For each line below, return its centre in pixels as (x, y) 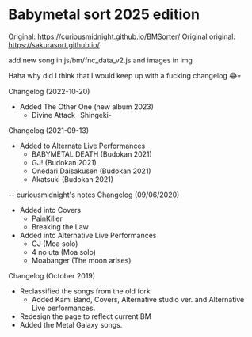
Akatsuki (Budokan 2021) (72, 179)
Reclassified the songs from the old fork (85, 291)
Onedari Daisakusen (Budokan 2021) (92, 171)
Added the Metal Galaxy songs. (71, 324)
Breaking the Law (60, 226)
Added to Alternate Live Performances (82, 146)
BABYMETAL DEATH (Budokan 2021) (92, 154)
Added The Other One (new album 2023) (87, 106)
